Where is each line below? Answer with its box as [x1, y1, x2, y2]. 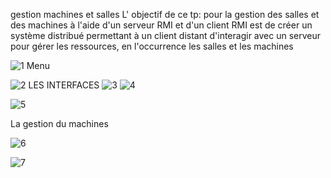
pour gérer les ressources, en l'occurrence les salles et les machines [10, 40, 294, 52]
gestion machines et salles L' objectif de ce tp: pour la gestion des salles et [10, 9, 320, 20]
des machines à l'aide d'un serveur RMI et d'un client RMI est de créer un [10, 19, 313, 31]
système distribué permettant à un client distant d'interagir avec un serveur [10, 30, 322, 41]
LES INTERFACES [28, 79, 100, 91]
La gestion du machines [10, 118, 109, 129]
